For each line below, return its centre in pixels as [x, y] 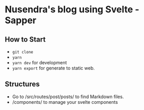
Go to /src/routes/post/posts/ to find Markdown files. [68, 97]
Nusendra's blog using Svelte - [72, 10]
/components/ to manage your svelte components [65, 102]
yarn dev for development [39, 62]
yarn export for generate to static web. [54, 68]
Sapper [20, 20]
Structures [22, 84]
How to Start [25, 39]
